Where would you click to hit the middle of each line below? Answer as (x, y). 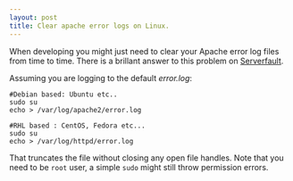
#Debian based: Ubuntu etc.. (63, 95)
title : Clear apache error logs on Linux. (89, 26)
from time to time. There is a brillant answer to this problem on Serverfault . (146, 61)
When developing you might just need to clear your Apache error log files (144, 51)
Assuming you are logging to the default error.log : (101, 78)
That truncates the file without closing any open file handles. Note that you (146, 158)
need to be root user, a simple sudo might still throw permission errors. (139, 167)
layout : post (33, 17)
